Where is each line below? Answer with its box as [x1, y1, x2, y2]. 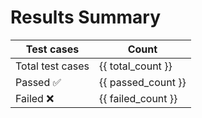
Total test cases [15, 59, 90, 73]
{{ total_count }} [99, 59, 173, 73]
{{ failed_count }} [99, 91, 178, 105]
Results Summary [10, 6, 162, 29]
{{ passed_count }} [99, 75, 187, 89]
